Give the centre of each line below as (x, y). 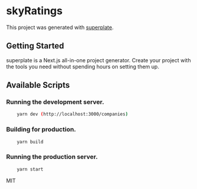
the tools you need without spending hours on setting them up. (83, 66)
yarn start (30, 169)
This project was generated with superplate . (60, 27)
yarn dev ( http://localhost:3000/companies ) (72, 114)
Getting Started (35, 46)
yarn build (30, 142)
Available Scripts (38, 85)
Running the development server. (55, 102)
